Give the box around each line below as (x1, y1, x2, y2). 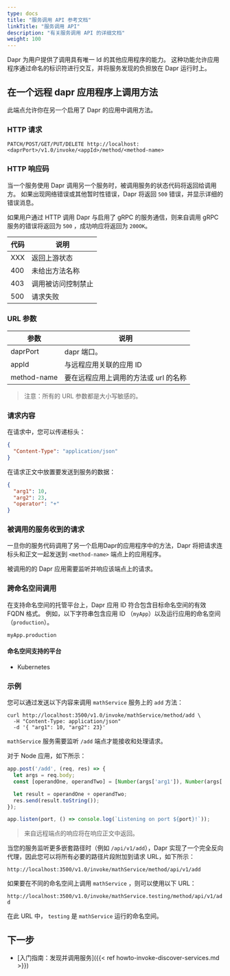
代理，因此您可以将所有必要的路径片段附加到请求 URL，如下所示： (7, 853, 196, 861)
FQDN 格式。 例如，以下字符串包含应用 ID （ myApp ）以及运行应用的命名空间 (7, 609, 221, 618)
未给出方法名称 (31, 266, 80, 276)
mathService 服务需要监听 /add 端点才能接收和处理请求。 (7, 737, 167, 745)
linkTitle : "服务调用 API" (7, 23, 80, 30)
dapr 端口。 (64, 347, 102, 356)
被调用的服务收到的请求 (7, 525, 84, 534)
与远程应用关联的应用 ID (64, 360, 142, 369)
